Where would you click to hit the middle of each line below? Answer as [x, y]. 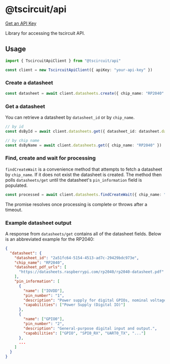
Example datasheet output [38, 223]
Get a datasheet [25, 106]
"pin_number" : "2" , [44, 323]
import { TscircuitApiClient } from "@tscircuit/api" [63, 61]
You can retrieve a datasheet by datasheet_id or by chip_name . [70, 117]
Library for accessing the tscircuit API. [45, 33]
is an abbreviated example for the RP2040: [50, 239]
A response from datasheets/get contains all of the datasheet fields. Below [83, 233]
